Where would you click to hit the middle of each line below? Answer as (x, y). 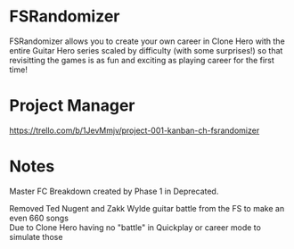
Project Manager (72, 106)
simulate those (36, 237)
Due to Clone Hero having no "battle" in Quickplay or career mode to (135, 227)
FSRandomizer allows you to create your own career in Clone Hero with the (147, 41)
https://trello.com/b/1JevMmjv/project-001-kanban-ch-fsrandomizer (135, 130)
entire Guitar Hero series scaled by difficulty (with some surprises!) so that (146, 50)
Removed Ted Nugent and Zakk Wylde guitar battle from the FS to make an (147, 208)
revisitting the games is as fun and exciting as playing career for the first (142, 60)
